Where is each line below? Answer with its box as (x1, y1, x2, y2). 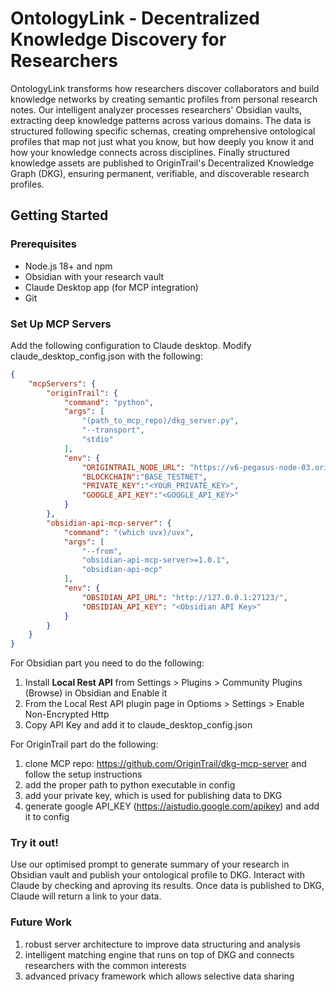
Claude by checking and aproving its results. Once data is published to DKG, (10, 880, 325, 892)
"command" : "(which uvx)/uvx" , (63, 527, 195, 537)
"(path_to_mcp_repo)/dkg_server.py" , (81, 416, 240, 426)
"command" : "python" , (63, 397, 155, 407)
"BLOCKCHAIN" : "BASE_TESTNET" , (81, 472, 208, 482)
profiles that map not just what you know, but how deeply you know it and (10, 135, 315, 147)
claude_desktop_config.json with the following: (10, 350, 203, 362)
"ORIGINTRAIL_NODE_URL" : (81, 462, 186, 472)
